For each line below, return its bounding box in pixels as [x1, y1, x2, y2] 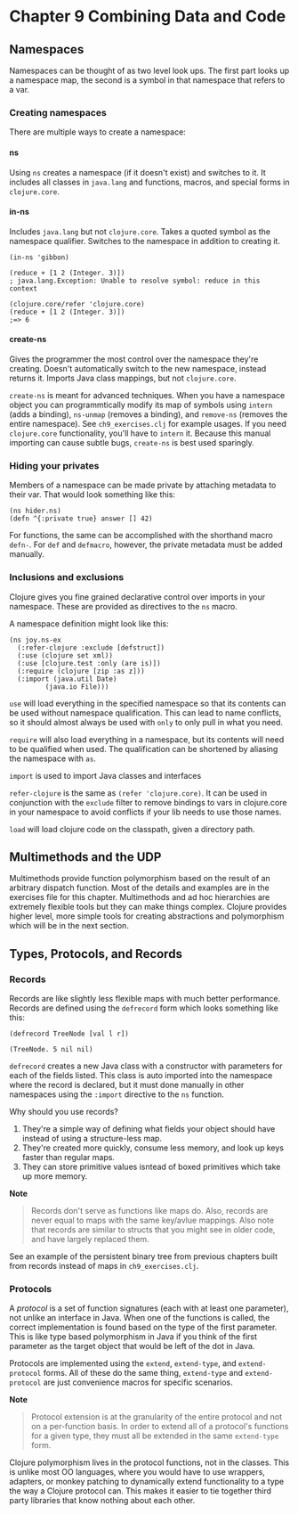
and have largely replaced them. [30, 1234, 149, 1244]
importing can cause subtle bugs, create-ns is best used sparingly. [9, 437, 255, 447]
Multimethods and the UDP [9, 849, 162, 864]
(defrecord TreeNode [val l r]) [9, 1029, 129, 1038]
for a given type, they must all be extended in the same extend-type [30, 1430, 279, 1441]
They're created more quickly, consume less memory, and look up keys [21, 1142, 285, 1153]
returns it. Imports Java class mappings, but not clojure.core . [9, 372, 237, 383]
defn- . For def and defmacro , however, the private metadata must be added [9, 539, 283, 550]
